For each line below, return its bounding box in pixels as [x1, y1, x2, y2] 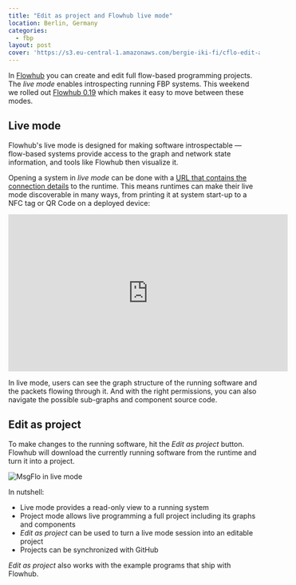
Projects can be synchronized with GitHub [19, 544, 159, 555]
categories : [8, 26, 48, 34]
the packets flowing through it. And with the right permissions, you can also [8, 386, 257, 396]
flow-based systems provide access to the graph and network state [8, 148, 231, 158]
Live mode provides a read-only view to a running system [19, 502, 210, 512]
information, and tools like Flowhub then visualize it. [8, 157, 179, 167]
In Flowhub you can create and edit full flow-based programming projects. [8, 71, 253, 80]
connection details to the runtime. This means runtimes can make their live [8, 181, 254, 191]
